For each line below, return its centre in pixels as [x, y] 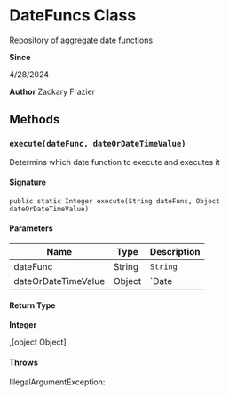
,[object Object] [38, 342]
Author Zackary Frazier [52, 91]
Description [175, 252]
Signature [28, 182]
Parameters [31, 228]
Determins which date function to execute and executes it [114, 162]
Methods [35, 119]
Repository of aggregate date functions [81, 40]
